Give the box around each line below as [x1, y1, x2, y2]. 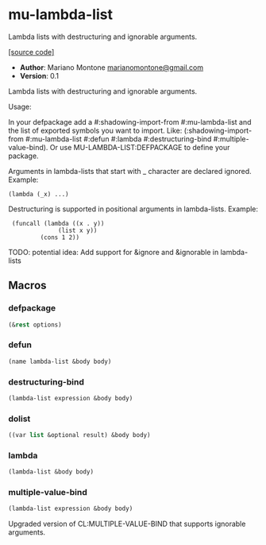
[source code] [8, 47, 55, 56]
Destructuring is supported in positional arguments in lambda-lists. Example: [8, 204, 259, 214]
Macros [8, 279, 47, 292]
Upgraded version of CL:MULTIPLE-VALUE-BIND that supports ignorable [8, 519, 246, 529]
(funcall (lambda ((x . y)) [11, 219, 105, 227]
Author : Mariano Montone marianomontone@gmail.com [19, 62, 204, 72]
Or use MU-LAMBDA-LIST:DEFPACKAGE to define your [49, 142, 230, 152]
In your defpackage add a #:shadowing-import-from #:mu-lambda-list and [8, 117, 252, 126]
